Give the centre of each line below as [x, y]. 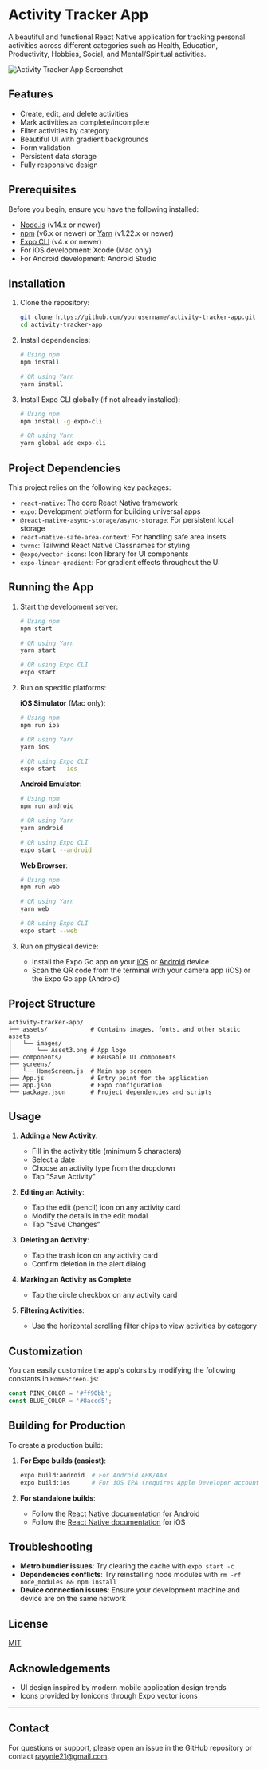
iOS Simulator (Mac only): [63, 703]
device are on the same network [73, 1599]
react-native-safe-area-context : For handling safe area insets [123, 536]
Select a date [53, 1159]
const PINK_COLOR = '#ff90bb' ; [60, 1393]
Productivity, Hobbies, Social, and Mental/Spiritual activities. [107, 54]
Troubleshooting [51, 1546]
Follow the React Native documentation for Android [116, 1513]
